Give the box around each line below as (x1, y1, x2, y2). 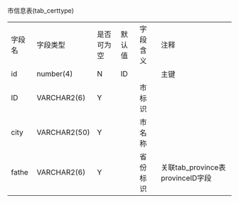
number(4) (36, 69, 73, 79)
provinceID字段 (161, 172, 212, 182)
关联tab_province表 (161, 162, 226, 172)
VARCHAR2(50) (36, 127, 90, 137)
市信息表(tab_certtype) (7, 6, 75, 15)
